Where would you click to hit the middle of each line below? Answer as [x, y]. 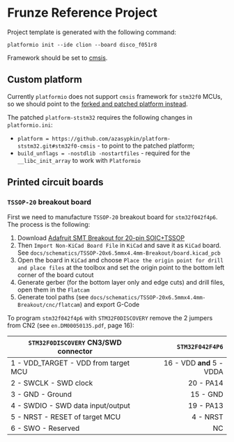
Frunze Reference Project [83, 13]
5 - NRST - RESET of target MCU [66, 417]
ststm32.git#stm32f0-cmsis [56, 146]
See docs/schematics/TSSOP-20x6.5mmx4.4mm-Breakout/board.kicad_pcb [119, 253]
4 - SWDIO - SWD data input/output [71, 406]
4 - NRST [207, 417]
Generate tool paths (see [53, 297]
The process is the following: [49, 225]
